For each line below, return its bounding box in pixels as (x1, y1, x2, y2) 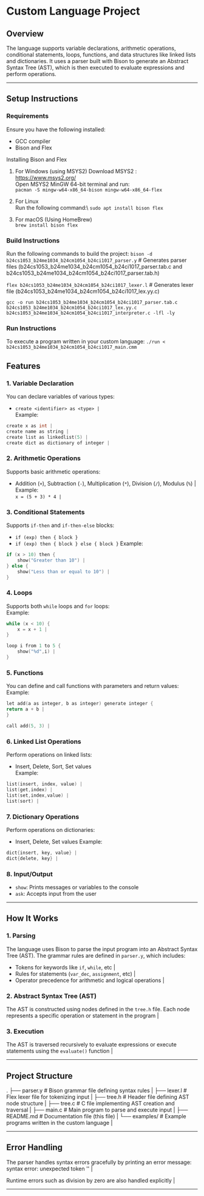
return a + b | (6, 706, 45, 712)
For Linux (15, 198, 39, 205)
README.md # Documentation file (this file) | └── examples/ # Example (6, 1113, 186, 1120)
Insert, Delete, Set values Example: (15, 837, 103, 845)
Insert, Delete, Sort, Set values (15, 763, 92, 770)
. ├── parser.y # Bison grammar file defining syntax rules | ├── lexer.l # (6, 1087, 187, 1095)
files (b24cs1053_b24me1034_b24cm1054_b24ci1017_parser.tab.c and (6, 263, 183, 270)
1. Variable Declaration (6, 379, 74, 387)
